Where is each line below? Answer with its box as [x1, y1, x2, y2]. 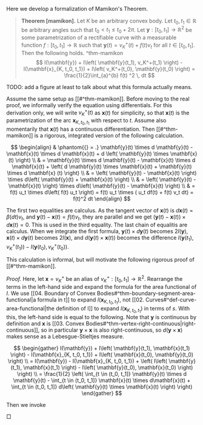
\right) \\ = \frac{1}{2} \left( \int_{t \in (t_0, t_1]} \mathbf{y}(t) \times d [17, 371, 187, 378]
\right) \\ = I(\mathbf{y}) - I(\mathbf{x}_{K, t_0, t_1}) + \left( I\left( [7, 357, 168, 365]
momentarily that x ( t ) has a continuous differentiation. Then [6, 125, 155, 133]
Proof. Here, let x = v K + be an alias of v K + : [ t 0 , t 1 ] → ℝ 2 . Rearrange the [6, 274, 183, 284]
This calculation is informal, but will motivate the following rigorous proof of [6, 256, 195, 263]
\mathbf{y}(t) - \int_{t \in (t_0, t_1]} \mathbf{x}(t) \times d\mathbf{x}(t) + [13, 377, 191, 384]
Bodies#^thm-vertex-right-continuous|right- [85, 320, 196, 328]
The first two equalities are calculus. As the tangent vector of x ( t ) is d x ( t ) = [6, 207, 193, 214]
